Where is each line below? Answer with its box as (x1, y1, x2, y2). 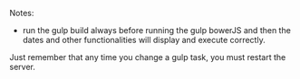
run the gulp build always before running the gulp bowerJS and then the (22, 25, 292, 35)
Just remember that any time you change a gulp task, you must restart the (9, 52, 286, 62)
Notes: (9, 8, 34, 18)
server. (9, 62, 36, 72)
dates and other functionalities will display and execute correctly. (22, 35, 266, 45)
